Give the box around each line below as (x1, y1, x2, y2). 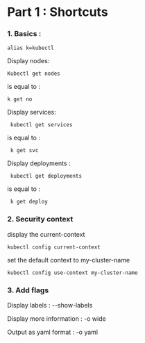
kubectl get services (10, 122, 73, 128)
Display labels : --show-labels (7, 301, 93, 310)
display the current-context (7, 230, 85, 238)
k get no (7, 96, 33, 103)
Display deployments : (7, 159, 71, 167)
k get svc (10, 147, 39, 154)
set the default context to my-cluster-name (7, 256, 130, 264)
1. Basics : (7, 29, 42, 39)
